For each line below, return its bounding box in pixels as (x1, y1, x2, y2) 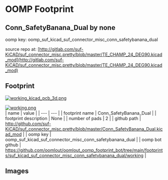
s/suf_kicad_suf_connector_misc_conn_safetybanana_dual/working (5, 152, 144, 158)
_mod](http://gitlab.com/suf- (5, 57, 64, 63)
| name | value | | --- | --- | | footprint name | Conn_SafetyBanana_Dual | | (5, 110, 156, 116)
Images (5, 167, 29, 176)
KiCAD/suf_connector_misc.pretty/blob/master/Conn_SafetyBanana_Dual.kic (5, 126, 163, 132)
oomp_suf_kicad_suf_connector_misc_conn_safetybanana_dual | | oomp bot (5, 136, 161, 143)
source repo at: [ (5, 46, 39, 52)
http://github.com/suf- (5, 121, 51, 127)
